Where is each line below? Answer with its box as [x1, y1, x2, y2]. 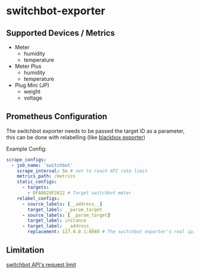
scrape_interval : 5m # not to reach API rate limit [17, 168, 148, 174]
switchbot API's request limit [6, 261, 76, 268]
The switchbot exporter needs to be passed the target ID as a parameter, [6, 127, 185, 135]
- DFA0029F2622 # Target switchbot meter [27, 190, 132, 196]
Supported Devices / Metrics [6, 28, 115, 38]
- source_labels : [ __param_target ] [21, 212, 111, 218]
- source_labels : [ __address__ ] [21, 201, 102, 207]
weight [23, 88, 40, 95]
